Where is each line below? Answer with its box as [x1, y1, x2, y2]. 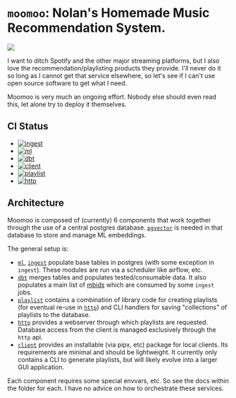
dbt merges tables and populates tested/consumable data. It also [17, 273, 206, 281]
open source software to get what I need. [7, 79, 128, 87]
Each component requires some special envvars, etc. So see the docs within [7, 376, 229, 385]
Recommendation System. [7, 20, 166, 36]
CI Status [7, 120, 49, 132]
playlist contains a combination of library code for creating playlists [17, 295, 218, 304]
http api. [17, 332, 44, 341]
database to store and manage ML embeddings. [7, 230, 147, 239]
